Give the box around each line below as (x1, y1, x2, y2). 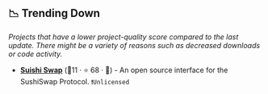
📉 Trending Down (8, 6, 101, 20)
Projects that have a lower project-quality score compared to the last (8, 31, 239, 42)
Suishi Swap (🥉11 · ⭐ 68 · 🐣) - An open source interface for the (19, 65, 228, 75)
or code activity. (8, 49, 63, 59)
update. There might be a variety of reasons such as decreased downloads (8, 40, 261, 50)
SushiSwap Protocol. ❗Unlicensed (19, 76, 130, 86)
